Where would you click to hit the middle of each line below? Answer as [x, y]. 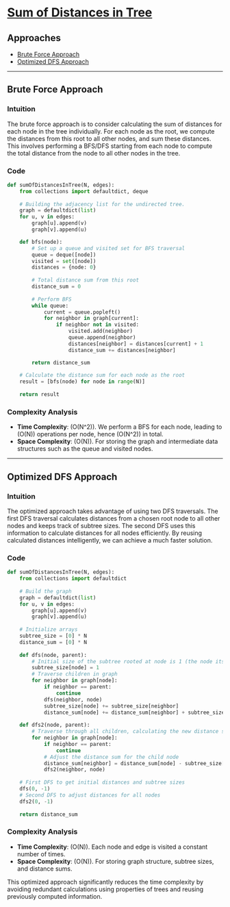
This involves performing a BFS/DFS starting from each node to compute [110, 146]
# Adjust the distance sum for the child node [111, 757]
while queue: [50, 306]
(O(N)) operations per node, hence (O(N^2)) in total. [90, 434]
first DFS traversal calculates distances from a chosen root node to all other [114, 518]
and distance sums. [45, 869]
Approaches [34, 38]
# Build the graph [46, 591]
